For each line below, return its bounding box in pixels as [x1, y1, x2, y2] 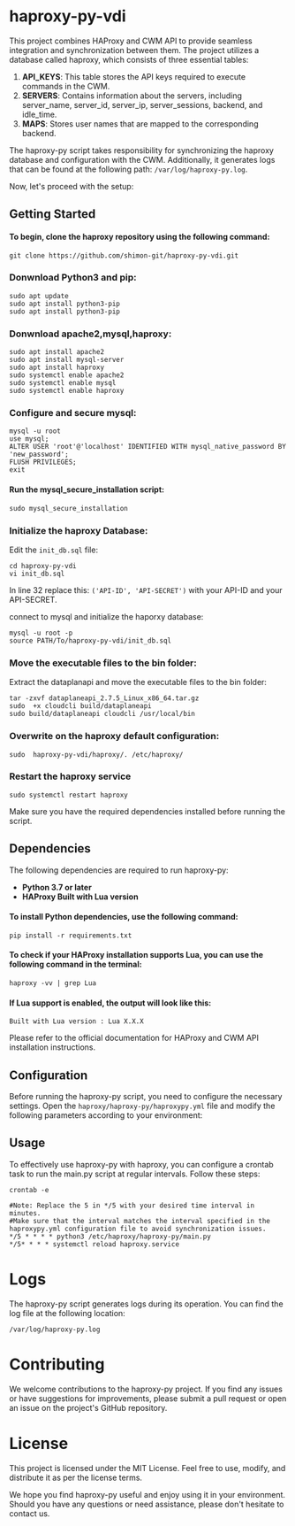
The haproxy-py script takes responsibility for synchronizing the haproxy [9, 144, 274, 156]
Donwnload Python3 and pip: [9, 272, 137, 284]
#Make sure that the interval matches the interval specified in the [9, 1216, 271, 1225]
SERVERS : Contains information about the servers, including [21, 90, 243, 101]
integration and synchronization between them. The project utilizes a [9, 44, 260, 55]
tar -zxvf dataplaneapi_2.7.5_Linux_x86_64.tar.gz [9, 694, 200, 703]
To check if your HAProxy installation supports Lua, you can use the [9, 950, 263, 960]
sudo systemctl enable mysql [9, 379, 117, 388]
